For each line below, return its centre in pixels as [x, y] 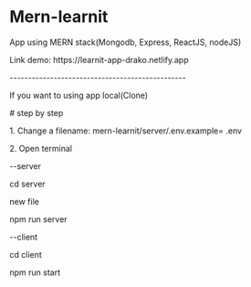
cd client [26, 254]
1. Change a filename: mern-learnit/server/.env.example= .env [126, 131]
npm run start [35, 272]
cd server [27, 184]
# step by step [37, 112]
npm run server [38, 219]
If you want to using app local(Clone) [79, 95]
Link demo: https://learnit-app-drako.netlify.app [99, 59]
